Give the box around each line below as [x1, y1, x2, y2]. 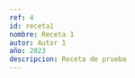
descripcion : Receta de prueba [9, 55, 127, 64]
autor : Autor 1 [9, 38, 67, 48]
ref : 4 [9, 13, 34, 22]
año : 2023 [9, 47, 47, 56]
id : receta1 [9, 22, 54, 30]
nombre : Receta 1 [9, 30, 75, 39]
